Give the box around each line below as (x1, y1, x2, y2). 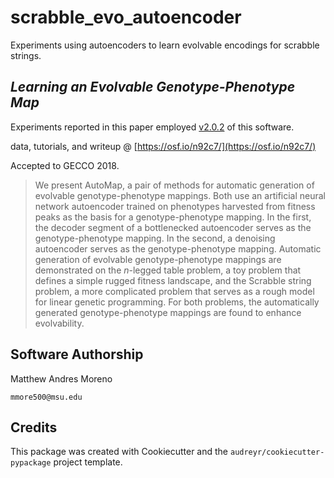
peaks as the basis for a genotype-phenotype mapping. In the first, (34, 211, 312, 223)
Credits (10, 419, 58, 436)
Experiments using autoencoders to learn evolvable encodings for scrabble (10, 39, 320, 51)
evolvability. (34, 317, 85, 329)
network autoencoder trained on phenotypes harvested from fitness (34, 200, 316, 212)
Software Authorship (10, 346, 144, 363)
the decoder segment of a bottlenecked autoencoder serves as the (34, 221, 312, 233)
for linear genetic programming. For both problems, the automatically (34, 296, 320, 308)
